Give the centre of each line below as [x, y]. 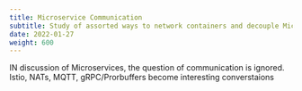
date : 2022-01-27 [42, 34]
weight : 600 [31, 42]
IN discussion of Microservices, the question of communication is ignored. [147, 68]
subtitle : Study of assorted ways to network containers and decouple [144, 26]
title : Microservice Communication [76, 17]
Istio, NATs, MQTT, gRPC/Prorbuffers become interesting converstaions [142, 78]
